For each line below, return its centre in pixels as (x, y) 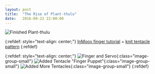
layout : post (18, 9)
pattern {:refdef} (21, 47)
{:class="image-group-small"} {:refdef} (110, 66)
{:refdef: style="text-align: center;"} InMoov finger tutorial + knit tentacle (77, 42)
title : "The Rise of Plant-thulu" (41, 14)
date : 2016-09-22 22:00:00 (34, 18)
